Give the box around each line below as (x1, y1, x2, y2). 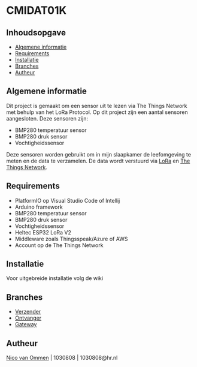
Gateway (14, 321, 37, 328)
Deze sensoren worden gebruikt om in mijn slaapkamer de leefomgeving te (6, 151, 192, 158)
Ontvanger (14, 314, 42, 321)
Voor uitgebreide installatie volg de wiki (6, 275, 104, 282)
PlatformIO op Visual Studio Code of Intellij (14, 197, 120, 204)
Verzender (14, 308, 41, 315)
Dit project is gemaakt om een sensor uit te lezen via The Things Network (6, 102, 187, 109)
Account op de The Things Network (14, 241, 104, 249)
